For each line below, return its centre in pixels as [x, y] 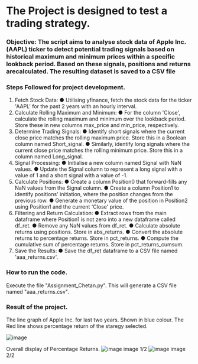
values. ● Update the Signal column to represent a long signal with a [98, 169]
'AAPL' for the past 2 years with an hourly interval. [76, 106]
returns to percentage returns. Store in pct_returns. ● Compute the [97, 238]
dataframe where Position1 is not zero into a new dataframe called [95, 219]
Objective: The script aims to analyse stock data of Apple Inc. [96, 42]
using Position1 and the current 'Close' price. [69, 207]
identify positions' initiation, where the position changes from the [94, 194]
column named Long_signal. [49, 157]
